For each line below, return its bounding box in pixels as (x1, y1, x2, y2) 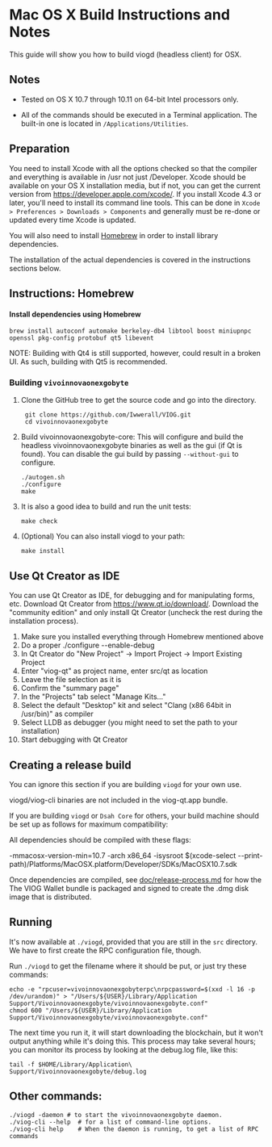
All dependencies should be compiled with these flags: (9, 835, 192, 845)
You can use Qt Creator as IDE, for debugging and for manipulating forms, (9, 591, 255, 601)
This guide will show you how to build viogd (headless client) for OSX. (9, 49, 242, 59)
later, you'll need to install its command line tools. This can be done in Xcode (9, 198, 261, 207)
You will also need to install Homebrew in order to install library (9, 230, 219, 240)
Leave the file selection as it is (20, 675, 122, 684)
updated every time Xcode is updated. (9, 215, 136, 224)
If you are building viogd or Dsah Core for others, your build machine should (9, 811, 259, 821)
